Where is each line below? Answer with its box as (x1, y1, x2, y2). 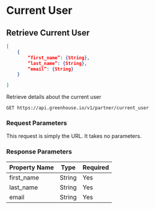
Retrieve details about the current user (6, 93, 102, 101)
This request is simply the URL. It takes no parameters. (6, 133, 142, 140)
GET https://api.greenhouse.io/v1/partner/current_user (6, 105, 149, 111)
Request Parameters (6, 119, 67, 127)
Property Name (9, 163, 54, 172)
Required (82, 163, 109, 172)
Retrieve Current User (6, 28, 90, 38)
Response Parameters (6, 148, 72, 156)
